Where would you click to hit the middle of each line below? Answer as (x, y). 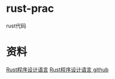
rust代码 (16, 26)
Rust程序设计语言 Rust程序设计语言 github (57, 69)
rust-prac (30, 9)
